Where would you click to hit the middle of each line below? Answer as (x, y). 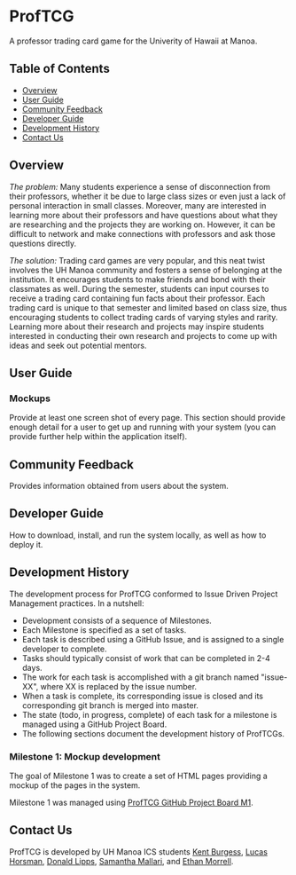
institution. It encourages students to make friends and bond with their (137, 279)
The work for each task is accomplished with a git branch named (140, 677)
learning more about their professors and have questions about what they (144, 215)
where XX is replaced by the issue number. (119, 686)
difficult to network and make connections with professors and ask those (143, 233)
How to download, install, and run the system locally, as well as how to (138, 535)
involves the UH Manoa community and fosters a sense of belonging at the (146, 270)
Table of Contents (60, 69)
